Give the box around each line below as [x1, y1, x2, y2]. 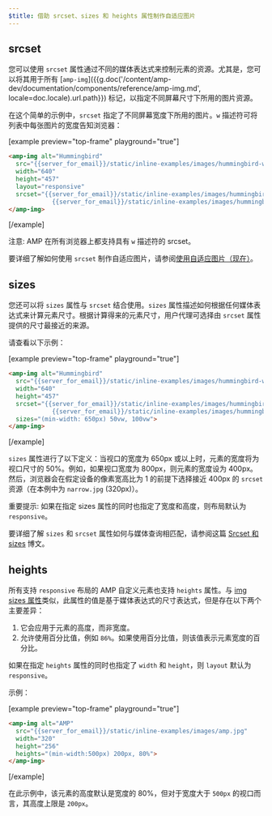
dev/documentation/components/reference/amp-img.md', [8, 83, 202, 93]
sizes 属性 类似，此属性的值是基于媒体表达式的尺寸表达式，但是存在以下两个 [8, 596, 261, 605]
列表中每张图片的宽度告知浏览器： [8, 121, 122, 130]
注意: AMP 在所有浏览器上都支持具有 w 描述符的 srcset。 [8, 237, 196, 246]
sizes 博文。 [8, 539, 49, 549]
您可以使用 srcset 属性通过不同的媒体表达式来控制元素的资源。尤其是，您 [8, 64, 254, 74]
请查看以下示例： [8, 338, 66, 348]
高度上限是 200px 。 [29, 799, 93, 809]
